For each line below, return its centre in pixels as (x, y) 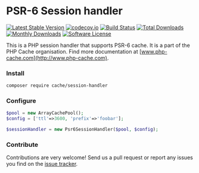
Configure (21, 101)
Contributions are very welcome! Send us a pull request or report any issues (100, 158)
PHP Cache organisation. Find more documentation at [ (74, 51)
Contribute (22, 144)
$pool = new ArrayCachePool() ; (45, 113)
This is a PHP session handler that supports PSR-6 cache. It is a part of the (98, 45)
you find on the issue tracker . (42, 164)
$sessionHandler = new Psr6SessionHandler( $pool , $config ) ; (83, 130)
